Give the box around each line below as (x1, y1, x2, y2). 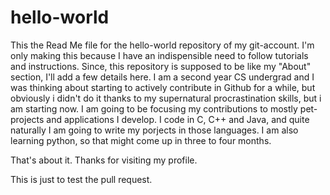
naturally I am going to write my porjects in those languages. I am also (10, 124, 299, 136)
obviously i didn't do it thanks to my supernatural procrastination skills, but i (10, 92, 322, 104)
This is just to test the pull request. (10, 173, 153, 185)
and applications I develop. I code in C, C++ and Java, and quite (46, 113, 310, 125)
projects (10, 113, 45, 125)
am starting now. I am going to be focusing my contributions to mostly (10, 102, 298, 115)
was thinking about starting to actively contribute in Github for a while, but (10, 81, 316, 93)
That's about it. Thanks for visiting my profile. (10, 154, 198, 166)
